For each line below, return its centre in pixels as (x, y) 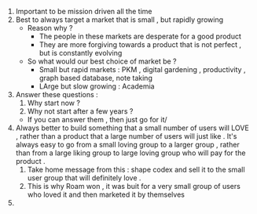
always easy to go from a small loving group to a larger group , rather (127, 145)
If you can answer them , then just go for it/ (97, 120)
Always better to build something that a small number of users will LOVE (132, 128)
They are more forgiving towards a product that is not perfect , (140, 45)
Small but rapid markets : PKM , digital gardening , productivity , (142, 69)
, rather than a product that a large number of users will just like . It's (126, 136)
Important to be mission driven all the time (84, 11)
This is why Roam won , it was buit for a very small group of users (134, 186)
